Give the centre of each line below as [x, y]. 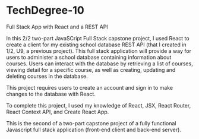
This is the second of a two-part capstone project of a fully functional [91, 123]
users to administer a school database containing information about [89, 57]
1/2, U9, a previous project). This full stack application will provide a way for [99, 50]
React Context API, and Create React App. [58, 112]
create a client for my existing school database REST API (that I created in [96, 45]
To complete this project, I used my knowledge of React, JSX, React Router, [99, 105]
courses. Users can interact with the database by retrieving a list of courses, [99, 64]
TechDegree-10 [45, 10]
